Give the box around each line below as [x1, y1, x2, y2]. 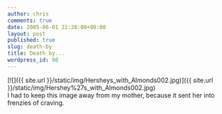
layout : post [7, 30, 46, 38]
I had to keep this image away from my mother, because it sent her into [7, 91, 215, 99]
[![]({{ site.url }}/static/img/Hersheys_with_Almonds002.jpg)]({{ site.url [7, 76, 213, 84]
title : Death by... [7, 50, 65, 57]
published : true [7, 37, 55, 44]
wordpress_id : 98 [7, 57, 59, 64]
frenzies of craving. [7, 98, 65, 107]
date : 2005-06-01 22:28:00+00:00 [7, 23, 106, 30]
